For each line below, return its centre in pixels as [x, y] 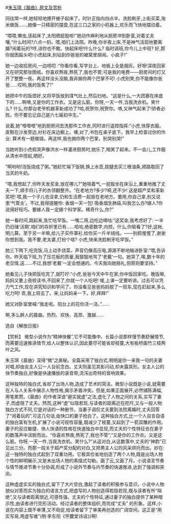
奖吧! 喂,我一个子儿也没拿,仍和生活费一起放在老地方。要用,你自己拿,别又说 [83, 197]
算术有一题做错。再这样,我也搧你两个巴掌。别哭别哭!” [68, 139]
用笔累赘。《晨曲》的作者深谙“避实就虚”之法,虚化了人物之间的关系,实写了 [81, 397]
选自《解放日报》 [23, 326]
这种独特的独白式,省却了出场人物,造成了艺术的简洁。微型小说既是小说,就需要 [86, 384]
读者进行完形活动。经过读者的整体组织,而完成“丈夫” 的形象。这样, [89, 503]
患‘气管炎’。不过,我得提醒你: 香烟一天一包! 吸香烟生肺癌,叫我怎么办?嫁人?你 [84, 203]
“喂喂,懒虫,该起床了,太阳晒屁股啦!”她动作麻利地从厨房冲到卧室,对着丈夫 [80, 36]
